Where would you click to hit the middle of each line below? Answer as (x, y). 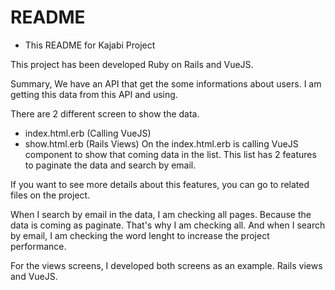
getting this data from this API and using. (94, 94)
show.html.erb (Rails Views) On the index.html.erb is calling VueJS (161, 143)
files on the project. (50, 195)
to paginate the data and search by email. (110, 165)
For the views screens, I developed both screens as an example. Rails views (166, 265)
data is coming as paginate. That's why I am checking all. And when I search (168, 225)
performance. (38, 246)
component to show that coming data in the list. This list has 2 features (170, 154)
